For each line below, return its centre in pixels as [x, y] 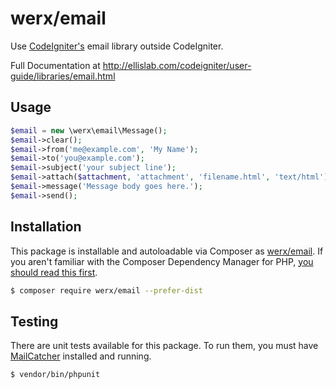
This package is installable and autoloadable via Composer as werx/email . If [167, 251]
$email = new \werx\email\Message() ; [89, 130]
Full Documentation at [55, 65]
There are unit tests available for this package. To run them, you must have [164, 346]
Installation [46, 227]
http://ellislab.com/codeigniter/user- [177, 65]
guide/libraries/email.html [63, 76]
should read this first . [54, 272]
